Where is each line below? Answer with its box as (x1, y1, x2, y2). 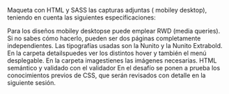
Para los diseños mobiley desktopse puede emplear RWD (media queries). (7, 27, 221, 35)
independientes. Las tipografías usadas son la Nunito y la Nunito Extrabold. (7, 42, 223, 49)
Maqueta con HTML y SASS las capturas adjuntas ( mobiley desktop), (7, 6, 207, 14)
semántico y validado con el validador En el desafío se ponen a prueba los (7, 64, 221, 72)
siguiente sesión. (7, 79, 56, 86)
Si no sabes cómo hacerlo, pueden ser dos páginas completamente (7, 34, 201, 42)
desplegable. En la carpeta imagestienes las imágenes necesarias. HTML (7, 56, 217, 65)
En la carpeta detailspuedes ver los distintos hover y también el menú (7, 49, 207, 57)
